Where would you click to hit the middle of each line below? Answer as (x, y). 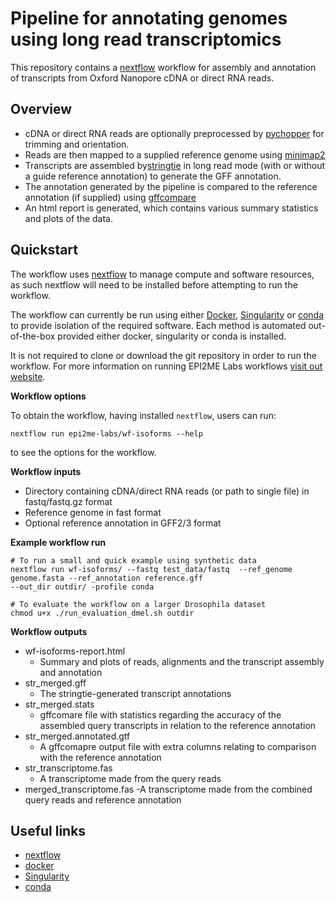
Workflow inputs (46, 471)
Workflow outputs (49, 631)
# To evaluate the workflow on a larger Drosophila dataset (138, 604)
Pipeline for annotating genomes (149, 18)
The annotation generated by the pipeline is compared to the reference (171, 186)
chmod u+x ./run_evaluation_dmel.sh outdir (102, 613)
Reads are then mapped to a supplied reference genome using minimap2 (175, 154)
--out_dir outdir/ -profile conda (82, 587)
